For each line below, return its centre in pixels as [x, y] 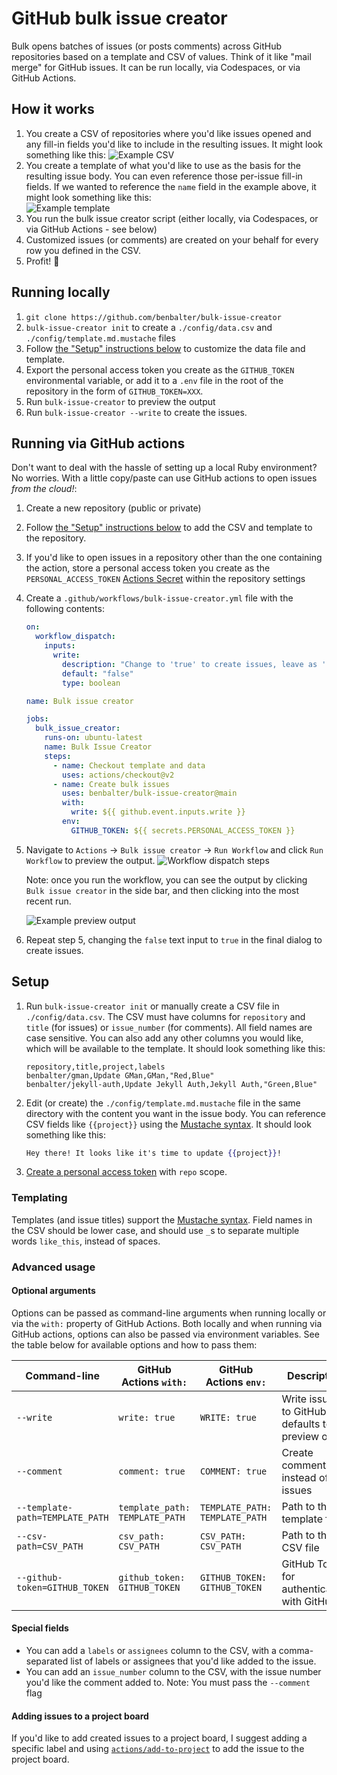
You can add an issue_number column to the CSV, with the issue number [173, 1672]
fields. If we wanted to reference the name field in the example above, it [171, 186]
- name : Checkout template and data [129, 765]
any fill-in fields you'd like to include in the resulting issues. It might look [174, 144]
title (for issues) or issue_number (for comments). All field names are [169, 1027]
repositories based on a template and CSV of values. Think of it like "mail [161, 56]
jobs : [37, 719]
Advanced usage [53, 1267]
